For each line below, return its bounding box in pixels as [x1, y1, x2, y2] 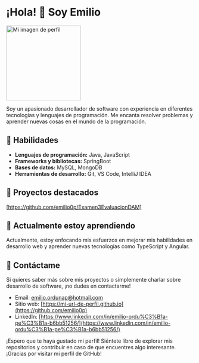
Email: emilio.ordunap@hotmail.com [14, 294, 103, 301]
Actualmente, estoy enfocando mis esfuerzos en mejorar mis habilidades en [6, 236, 193, 244]
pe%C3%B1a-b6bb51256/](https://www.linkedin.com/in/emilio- [14, 319, 171, 327]
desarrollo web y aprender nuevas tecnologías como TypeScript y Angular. [6, 243, 190, 250]
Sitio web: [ [14, 300, 43, 307]
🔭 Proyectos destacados [6, 188, 99, 198]
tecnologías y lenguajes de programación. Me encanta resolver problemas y [6, 111, 193, 118]
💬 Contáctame [6, 260, 61, 270]
